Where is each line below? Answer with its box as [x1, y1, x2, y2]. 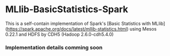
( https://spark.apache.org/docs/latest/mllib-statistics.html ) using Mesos [5, 25, 157, 32]
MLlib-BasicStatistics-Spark [5, 4, 129, 15]
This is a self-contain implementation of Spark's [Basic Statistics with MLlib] [5, 20, 165, 26]
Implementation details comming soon [5, 44, 103, 51]
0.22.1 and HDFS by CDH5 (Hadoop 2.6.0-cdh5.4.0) [5, 31, 114, 37]
